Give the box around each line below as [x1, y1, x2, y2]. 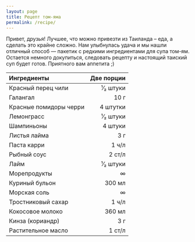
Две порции [90, 74, 126, 82]
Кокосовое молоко [9, 208, 63, 216]
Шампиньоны [9, 122, 48, 130]
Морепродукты [9, 170, 52, 178]
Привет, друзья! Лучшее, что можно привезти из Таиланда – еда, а [6, 36, 173, 43]
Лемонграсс [9, 112, 45, 120]
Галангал [9, 94, 35, 102]
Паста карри [9, 141, 45, 149]
